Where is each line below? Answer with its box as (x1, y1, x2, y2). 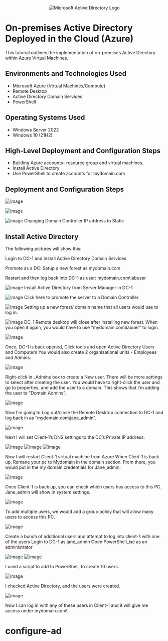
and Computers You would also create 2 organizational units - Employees (5, 349, 157, 355)
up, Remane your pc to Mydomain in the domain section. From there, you (5, 459, 156, 465)
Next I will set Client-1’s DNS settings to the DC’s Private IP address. (5, 434, 145, 440)
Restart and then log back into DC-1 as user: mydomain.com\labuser (5, 275, 146, 281)
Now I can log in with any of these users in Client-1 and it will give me (5, 602, 148, 608)
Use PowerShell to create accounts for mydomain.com (12, 171, 125, 177)
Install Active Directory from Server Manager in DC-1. (24, 285, 134, 291)
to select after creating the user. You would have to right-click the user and (5, 379, 160, 385)
